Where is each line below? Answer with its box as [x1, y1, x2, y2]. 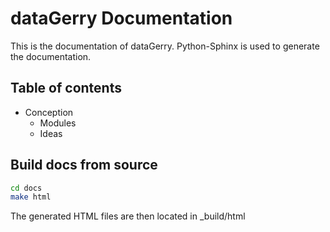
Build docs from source [10, 157, 158, 174]
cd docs [10, 183, 43, 193]
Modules [39, 117, 77, 129]
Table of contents [10, 80, 122, 97]
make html [10, 192, 52, 202]
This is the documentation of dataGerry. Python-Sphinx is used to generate [10, 40, 320, 52]
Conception [24, 106, 74, 118]
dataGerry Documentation [10, 7, 233, 30]
